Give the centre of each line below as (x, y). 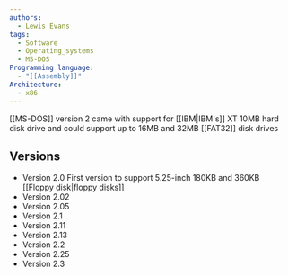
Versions (35, 156)
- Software (38, 43)
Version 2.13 (45, 236)
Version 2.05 (46, 207)
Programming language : (52, 68)
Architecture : (36, 85)
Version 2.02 (46, 197)
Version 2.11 (44, 226)
